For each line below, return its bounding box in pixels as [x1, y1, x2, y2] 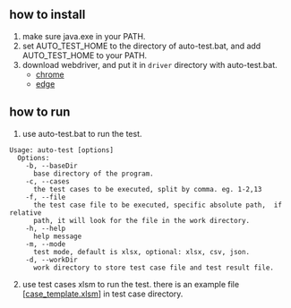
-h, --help [25, 224, 66, 233]
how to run [9, 105, 71, 120]
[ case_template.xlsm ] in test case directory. [21, 288, 184, 299]
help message [32, 232, 82, 241]
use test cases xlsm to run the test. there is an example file [21, 278, 240, 289]
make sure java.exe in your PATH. [21, 30, 146, 41]
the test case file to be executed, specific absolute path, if [32, 201, 282, 210]
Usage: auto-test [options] [9, 145, 115, 155]
